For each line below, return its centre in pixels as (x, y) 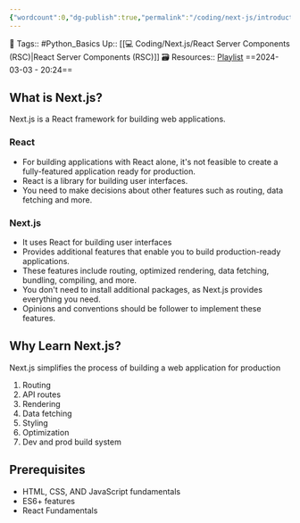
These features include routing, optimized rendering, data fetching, (146, 271)
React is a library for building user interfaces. (105, 180)
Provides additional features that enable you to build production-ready (151, 252)
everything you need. (61, 299)
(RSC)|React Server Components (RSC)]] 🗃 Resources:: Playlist (126, 57)
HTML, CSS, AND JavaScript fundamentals (101, 491)
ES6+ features (49, 501)
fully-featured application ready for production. (109, 171)
